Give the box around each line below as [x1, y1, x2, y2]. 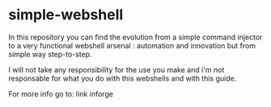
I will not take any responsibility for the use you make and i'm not [8, 64, 225, 74]
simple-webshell [8, 6, 124, 24]
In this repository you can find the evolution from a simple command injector [8, 32, 263, 42]
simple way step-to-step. [8, 49, 92, 59]
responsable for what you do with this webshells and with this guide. [8, 73, 237, 83]
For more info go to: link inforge [8, 88, 113, 98]
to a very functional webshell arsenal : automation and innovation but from [8, 40, 256, 50]
